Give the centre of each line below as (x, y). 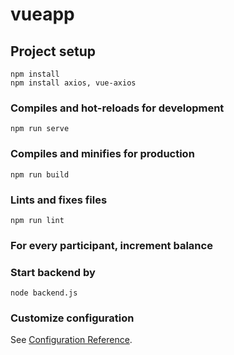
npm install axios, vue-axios (73, 83)
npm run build (40, 174)
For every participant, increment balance (111, 245)
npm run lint (37, 220)
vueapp (42, 14)
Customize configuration (72, 318)
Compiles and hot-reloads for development (117, 108)
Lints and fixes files (59, 200)
